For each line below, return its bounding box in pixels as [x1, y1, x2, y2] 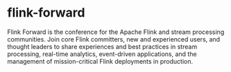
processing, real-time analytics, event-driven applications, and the [7, 50, 197, 58]
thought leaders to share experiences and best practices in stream [7, 42, 198, 51]
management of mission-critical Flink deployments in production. [7, 57, 193, 65]
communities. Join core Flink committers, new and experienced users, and [7, 35, 221, 43]
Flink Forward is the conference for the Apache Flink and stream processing [7, 28, 225, 36]
